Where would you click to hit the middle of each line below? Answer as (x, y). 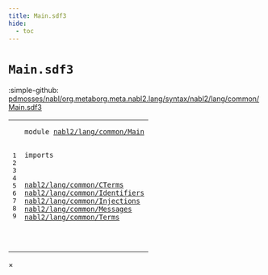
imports (39, 155)
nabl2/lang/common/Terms (72, 218)
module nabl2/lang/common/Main (84, 132)
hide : (17, 23)
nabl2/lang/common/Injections (82, 201)
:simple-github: (33, 91)
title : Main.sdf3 (38, 16)
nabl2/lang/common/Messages (78, 209)
